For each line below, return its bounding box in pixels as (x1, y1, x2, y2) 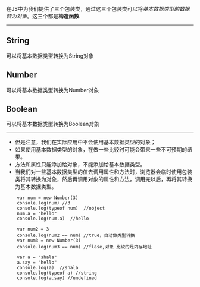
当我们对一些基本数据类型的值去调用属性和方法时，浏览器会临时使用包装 (14, 168, 192, 175)
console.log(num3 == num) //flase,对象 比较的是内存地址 (17, 244, 152, 250)
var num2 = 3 (17, 226, 49, 232)
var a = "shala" (17, 254, 58, 260)
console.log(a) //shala (17, 265, 79, 271)
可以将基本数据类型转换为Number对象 (6, 86, 99, 93)
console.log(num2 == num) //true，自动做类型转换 (17, 232, 135, 239)
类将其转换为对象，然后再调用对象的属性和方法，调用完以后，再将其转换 (14, 176, 192, 183)
